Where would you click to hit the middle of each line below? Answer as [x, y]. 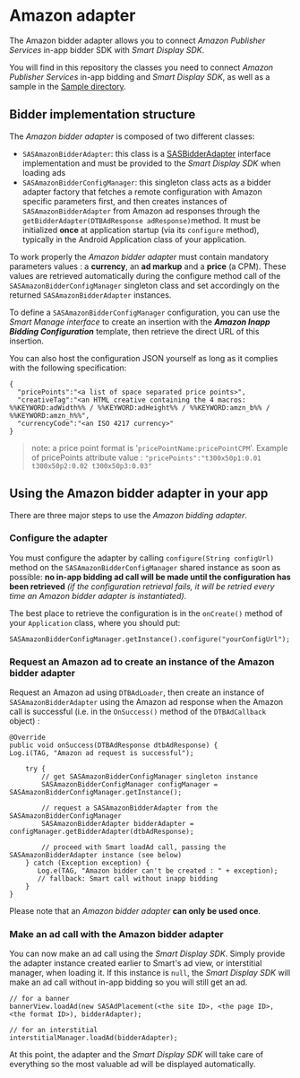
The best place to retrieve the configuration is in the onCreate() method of [146, 613]
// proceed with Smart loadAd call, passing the [134, 848]
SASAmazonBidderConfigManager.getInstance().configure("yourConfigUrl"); [150, 639]
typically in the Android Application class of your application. [134, 239]
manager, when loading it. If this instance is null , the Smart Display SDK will [150, 973]
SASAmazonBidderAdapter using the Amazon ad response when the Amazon [146, 702]
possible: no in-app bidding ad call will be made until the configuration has [150, 577]
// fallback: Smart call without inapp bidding [128, 879]
